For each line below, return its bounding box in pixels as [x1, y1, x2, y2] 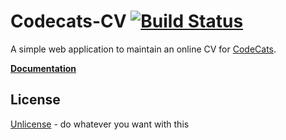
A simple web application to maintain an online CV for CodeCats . [10, 43, 277, 55]
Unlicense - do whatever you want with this [10, 118, 190, 130]
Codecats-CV [10, 10, 127, 33]
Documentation [10, 62, 77, 74]
